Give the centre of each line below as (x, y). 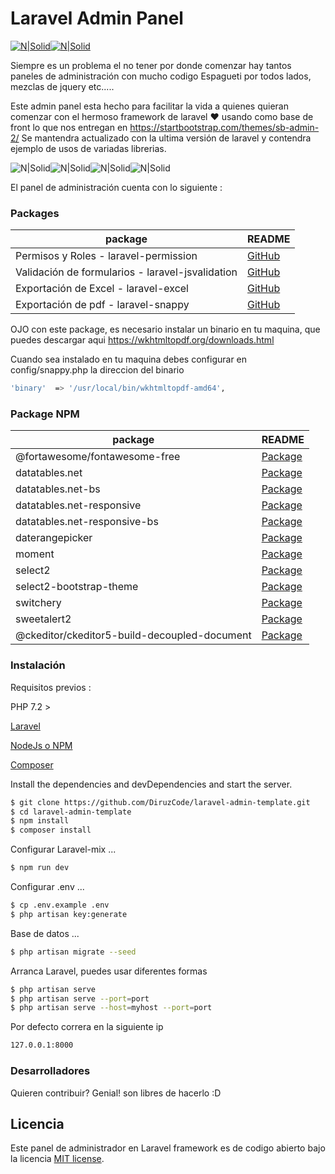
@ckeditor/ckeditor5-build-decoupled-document (133, 635)
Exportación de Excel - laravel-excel (102, 289)
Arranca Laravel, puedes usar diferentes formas (109, 971)
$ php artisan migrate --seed (73, 952)
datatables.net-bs (58, 489)
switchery (38, 603)
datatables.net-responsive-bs (87, 522)
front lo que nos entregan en (69, 127)
